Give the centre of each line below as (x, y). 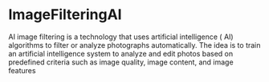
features (22, 70)
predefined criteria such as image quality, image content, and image (121, 62)
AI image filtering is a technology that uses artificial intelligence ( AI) (121, 37)
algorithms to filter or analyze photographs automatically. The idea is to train (134, 45)
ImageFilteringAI (65, 15)
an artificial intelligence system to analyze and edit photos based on (121, 53)
